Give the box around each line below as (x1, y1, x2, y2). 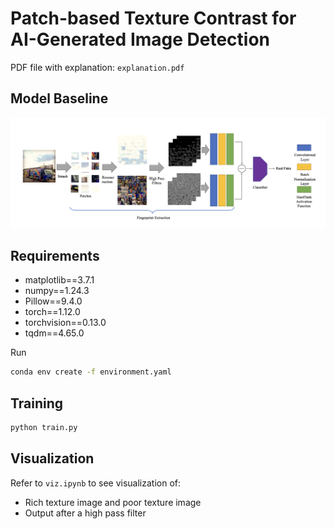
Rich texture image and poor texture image (24, 496, 202, 508)
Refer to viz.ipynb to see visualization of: (10, 477, 182, 489)
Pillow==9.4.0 (24, 295, 83, 307)
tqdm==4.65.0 (24, 327, 85, 339)
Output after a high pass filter (24, 507, 147, 519)
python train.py (10, 422, 78, 432)
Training (10, 395, 64, 412)
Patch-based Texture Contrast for (10, 7, 297, 30)
